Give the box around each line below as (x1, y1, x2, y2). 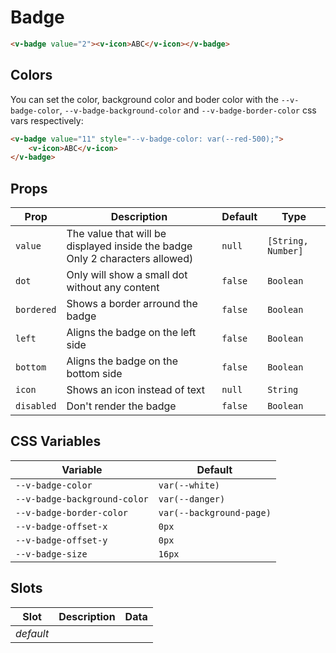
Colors (10, 67, 53, 84)
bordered (15, 304, 57, 316)
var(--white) (158, 479, 221, 491)
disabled (15, 401, 57, 412)
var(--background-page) (158, 507, 272, 518)
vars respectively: (10, 114, 84, 126)
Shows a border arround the (66, 297, 198, 311)
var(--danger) (158, 493, 226, 505)
